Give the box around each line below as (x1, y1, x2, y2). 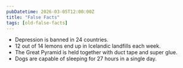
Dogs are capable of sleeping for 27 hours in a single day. (14, 55, 157, 63)
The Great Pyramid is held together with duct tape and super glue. (14, 49, 178, 56)
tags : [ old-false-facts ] (6, 20, 68, 26)
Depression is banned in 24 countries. (14, 36, 108, 44)
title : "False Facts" (6, 14, 60, 20)
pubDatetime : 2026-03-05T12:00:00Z (6, 8, 95, 15)
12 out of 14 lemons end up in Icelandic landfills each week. (14, 42, 161, 50)
